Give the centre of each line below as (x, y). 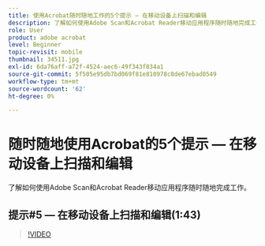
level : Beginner (35, 45)
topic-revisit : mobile (45, 52)
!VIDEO (39, 234)
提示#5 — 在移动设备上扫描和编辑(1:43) (105, 215)
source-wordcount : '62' (47, 89)
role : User (26, 30)
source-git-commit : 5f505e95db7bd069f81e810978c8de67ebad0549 (112, 74)
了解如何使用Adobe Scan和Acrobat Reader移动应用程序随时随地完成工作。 (129, 188)
